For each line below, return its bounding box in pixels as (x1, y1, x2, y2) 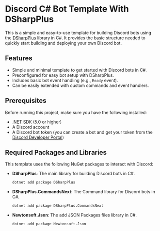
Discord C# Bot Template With (5, 3, 129, 15)
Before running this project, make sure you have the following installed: (5, 109, 147, 115)
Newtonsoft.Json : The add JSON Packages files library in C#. (12, 212, 137, 218)
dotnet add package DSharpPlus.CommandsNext (12, 203, 104, 208)
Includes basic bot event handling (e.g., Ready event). (12, 77, 118, 83)
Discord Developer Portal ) (12, 134, 64, 140)
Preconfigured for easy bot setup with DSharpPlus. (12, 72, 114, 78)
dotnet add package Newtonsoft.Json (12, 222, 86, 227)
